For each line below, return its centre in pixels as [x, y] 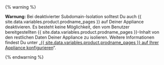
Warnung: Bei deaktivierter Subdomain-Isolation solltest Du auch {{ [73, 16]
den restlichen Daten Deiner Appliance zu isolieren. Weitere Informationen [80, 37]
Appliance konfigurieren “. [31, 48]
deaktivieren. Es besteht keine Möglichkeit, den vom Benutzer [67, 27]
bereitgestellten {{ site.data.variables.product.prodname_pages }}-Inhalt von [82, 32]
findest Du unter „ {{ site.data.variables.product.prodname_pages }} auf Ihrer [82, 43]
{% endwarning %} [24, 57]
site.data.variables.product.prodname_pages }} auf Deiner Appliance [74, 22]
